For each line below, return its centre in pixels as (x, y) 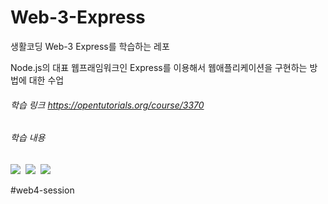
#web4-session (42, 190)
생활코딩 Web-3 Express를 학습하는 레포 (90, 46)
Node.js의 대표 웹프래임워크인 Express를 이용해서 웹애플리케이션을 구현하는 (159, 67)
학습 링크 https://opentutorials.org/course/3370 (107, 105)
